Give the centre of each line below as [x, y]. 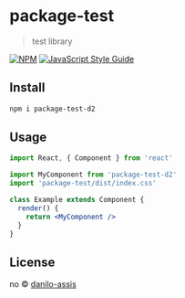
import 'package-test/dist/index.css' [83, 184]
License [32, 262]
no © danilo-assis [43, 284]
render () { [38, 208]
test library [52, 41]
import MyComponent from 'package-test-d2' [93, 175]
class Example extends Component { [77, 200]
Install [27, 88]
